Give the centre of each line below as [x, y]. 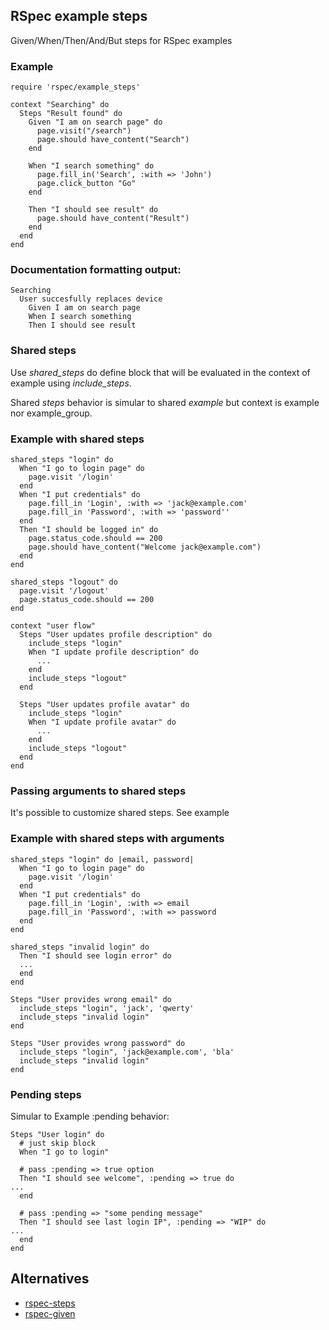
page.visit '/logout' [64, 591]
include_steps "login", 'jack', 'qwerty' [107, 1008]
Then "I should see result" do [93, 210]
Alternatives [50, 1279]
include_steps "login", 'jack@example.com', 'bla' [127, 1052]
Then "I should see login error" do [95, 955]
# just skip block [58, 1143]
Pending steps [46, 1094]
